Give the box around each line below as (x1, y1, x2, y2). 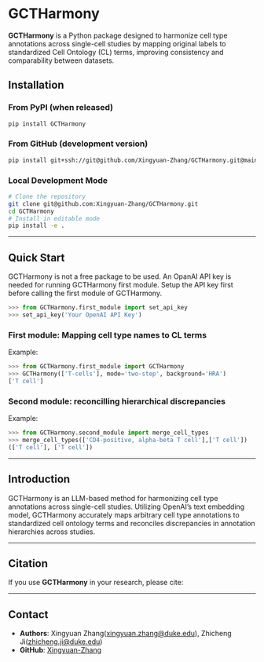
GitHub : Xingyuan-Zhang (19, 646, 102, 655)
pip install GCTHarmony (8, 119, 86, 128)
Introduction (8, 473, 71, 486)
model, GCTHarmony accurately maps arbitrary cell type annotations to (8, 510, 240, 519)
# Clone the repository (8, 192, 86, 200)
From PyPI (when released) (8, 102, 114, 113)
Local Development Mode (8, 174, 108, 185)
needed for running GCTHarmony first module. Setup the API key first (8, 280, 233, 290)
